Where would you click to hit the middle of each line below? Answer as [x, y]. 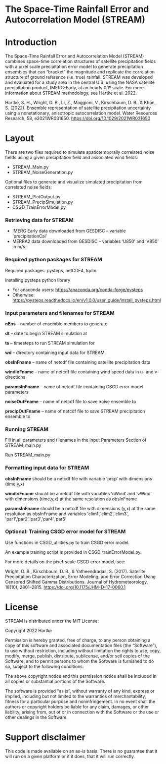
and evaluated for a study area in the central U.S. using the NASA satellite [80, 82]
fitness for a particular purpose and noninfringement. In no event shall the [80, 701]
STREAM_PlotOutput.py [36, 197]
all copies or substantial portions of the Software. [55, 681]
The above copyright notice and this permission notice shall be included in [81, 676]
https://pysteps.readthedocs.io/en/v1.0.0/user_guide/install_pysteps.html [86, 300]
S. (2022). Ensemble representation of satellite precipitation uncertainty [78, 108]
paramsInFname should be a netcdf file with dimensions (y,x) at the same [80, 508]
